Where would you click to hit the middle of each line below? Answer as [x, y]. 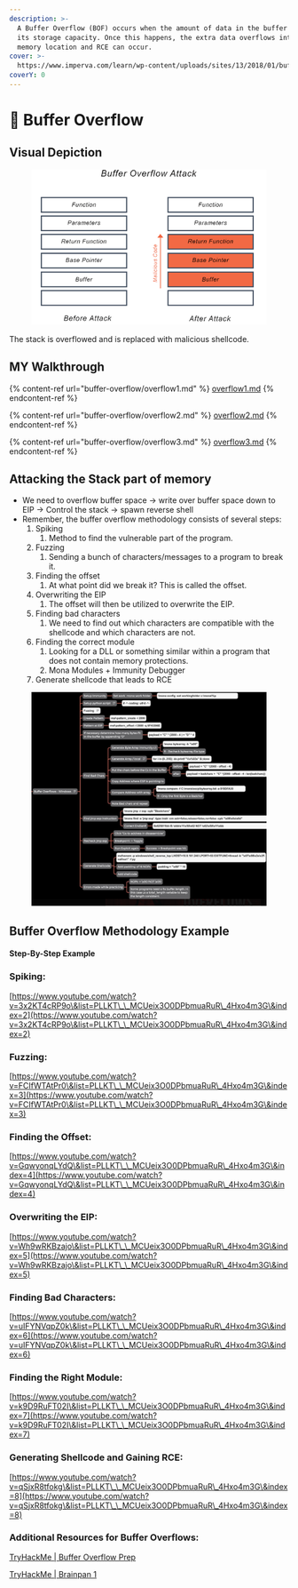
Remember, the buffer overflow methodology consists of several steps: [152, 519]
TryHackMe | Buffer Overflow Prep [72, 1557]
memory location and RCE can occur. [85, 47]
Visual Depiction [56, 152]
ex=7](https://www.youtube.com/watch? [83, 1416]
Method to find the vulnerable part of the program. [141, 539]
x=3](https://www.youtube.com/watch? [81, 1095]
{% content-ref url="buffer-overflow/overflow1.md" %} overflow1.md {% [142, 388]
